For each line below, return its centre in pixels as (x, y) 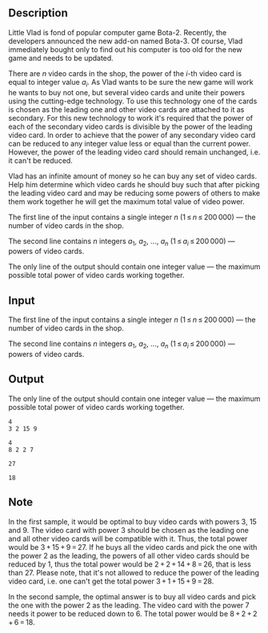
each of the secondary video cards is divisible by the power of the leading (131, 126)
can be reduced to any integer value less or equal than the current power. (129, 143)
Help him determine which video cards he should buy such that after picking (134, 184)
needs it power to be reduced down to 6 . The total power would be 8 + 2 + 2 (133, 613)
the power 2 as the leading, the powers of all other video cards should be (129, 555)
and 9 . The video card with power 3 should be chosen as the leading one (129, 530)
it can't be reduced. (41, 160)
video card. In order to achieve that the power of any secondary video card (132, 134)
